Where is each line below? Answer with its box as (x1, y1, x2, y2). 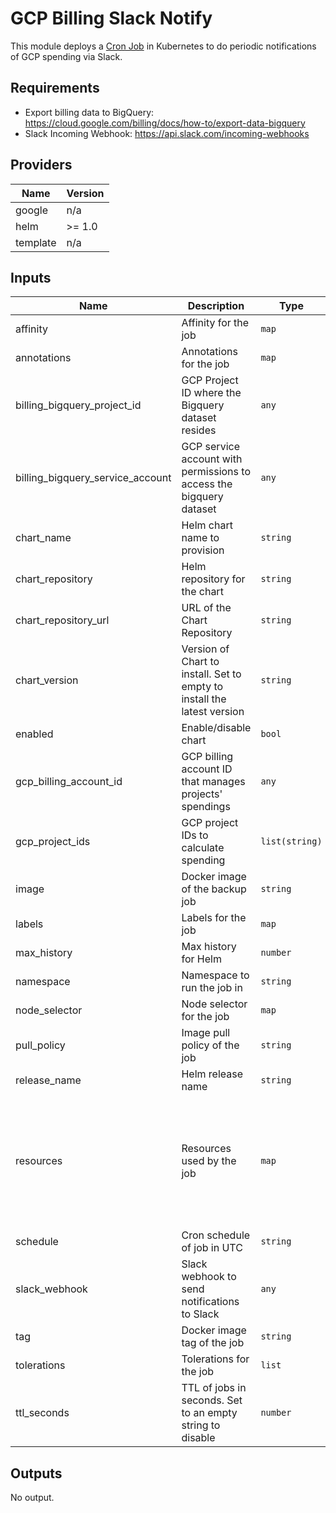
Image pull (181, 1026, 231, 1040)
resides (181, 423, 217, 437)
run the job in (181, 981, 243, 995)
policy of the (181, 1038, 240, 1052)
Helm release (181, 1067, 244, 1081)
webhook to (181, 1270, 237, 1284)
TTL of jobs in (181, 1381, 247, 1395)
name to (181, 531, 220, 545)
